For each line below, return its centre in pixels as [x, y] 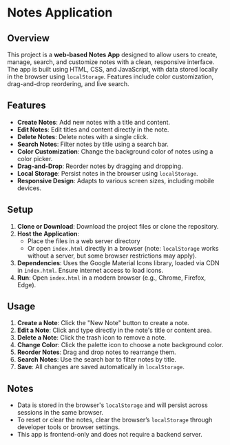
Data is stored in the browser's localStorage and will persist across [112, 405]
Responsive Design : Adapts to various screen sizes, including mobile [116, 180]
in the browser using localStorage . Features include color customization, [111, 76]
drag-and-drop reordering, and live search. [68, 84]
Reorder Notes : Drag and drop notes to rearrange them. [97, 352]
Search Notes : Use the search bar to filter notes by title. [97, 360]
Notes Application [60, 13]
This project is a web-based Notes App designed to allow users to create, [113, 54]
